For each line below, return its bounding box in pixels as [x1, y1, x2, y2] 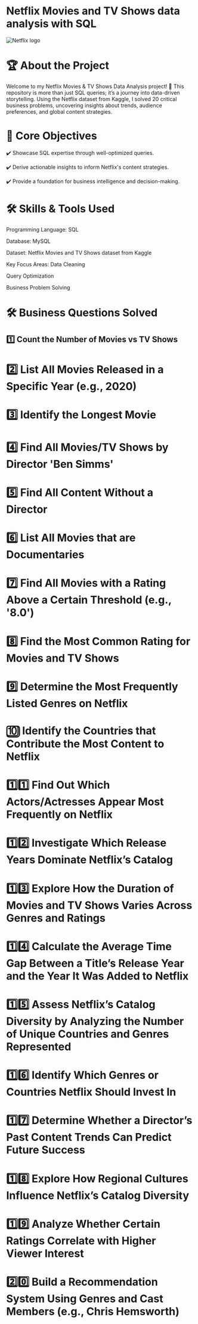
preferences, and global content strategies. [6, 108, 112, 115]
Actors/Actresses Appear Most [6, 795, 164, 809]
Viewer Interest [6, 1246, 85, 1260]
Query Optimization [6, 272, 54, 279]
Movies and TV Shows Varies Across [6, 899, 193, 912]
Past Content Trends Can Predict [6, 1131, 172, 1144]
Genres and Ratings [6, 911, 106, 925]
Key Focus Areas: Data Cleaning [6, 260, 85, 267]
